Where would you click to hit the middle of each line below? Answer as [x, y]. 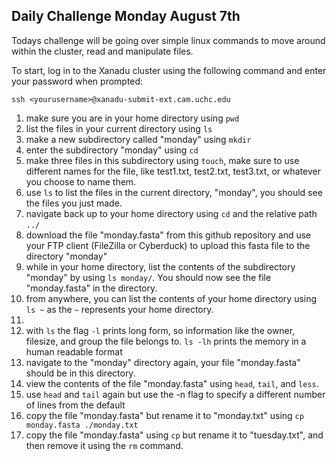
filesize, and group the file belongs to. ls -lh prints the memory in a [166, 341]
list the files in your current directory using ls [119, 128]
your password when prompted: [77, 81]
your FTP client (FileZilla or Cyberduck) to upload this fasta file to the [168, 245]
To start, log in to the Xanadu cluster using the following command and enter [169, 70]
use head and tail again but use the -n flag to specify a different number [175, 394]
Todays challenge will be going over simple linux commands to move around [168, 40]
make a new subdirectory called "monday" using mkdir [138, 139]
